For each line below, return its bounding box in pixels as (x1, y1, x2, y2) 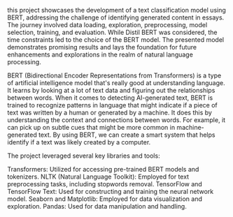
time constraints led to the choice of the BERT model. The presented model (7, 36, 225, 44)
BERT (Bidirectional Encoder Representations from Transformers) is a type (7, 71, 222, 80)
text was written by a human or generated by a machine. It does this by (7, 108, 212, 117)
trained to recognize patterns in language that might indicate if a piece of (7, 101, 218, 109)
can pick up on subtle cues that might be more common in (7, 124, 176, 131)
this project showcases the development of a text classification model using (7, 6, 226, 14)
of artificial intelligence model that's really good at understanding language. (7, 79, 225, 87)
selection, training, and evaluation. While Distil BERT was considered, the (7, 28, 218, 36)
